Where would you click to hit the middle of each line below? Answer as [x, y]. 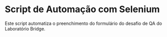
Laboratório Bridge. [25, 28]
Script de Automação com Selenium [82, 9]
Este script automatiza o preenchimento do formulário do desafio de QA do [83, 23]
